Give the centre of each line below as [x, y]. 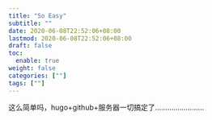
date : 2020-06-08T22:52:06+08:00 [65, 31]
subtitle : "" [30, 23]
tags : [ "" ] [27, 83]
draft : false [30, 46]
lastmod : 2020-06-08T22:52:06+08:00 [70, 38]
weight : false [32, 68]
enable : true [38, 61]
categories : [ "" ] [38, 76]
